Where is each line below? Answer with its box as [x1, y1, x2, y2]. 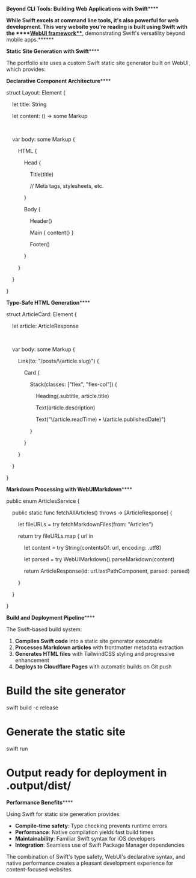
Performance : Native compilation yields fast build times [14, 828, 153, 836]
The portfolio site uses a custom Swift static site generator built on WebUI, [6, 60, 191, 66]
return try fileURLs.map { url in [17, 532, 94, 540]
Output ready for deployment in [6, 766, 167, 780]
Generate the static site [6, 725, 126, 739]
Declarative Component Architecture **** [6, 78, 111, 84]
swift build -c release [6, 704, 59, 711]
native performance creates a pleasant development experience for [6, 859, 174, 867]
